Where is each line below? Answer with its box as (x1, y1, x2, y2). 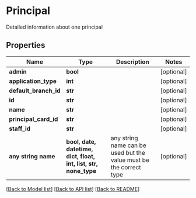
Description (116, 57, 150, 65)
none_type (66, 166, 97, 175)
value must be (110, 156, 150, 164)
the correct (110, 163, 141, 171)
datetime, (66, 145, 93, 153)
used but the (110, 148, 146, 157)
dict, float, (66, 152, 95, 160)
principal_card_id (9, 115, 58, 123)
